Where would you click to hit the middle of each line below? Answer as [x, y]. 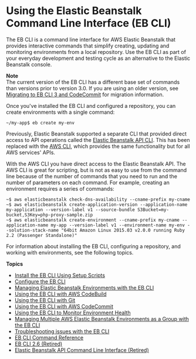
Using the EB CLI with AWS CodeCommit [64, 306]
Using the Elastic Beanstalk [74, 11]
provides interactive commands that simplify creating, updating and [88, 46]
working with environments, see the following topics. [70, 252]
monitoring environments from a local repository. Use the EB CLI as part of [96, 52]
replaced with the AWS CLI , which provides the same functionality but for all [98, 146]
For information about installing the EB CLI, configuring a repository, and [93, 246]
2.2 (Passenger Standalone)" [42, 235]
